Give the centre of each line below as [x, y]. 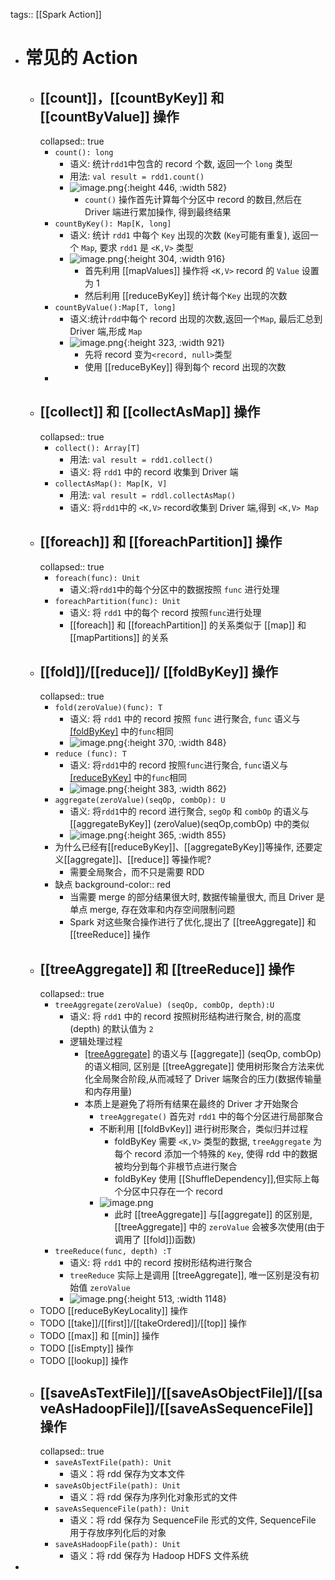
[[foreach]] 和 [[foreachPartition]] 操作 [161, 542]
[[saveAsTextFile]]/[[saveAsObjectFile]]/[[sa [181, 1392]
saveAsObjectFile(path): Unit [117, 1486]
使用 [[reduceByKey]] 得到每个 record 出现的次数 [185, 367]
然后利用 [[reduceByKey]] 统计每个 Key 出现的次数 [186, 295]
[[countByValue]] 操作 [109, 116]
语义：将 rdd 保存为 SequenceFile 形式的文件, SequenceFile [193, 1520]
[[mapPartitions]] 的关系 [119, 637]
